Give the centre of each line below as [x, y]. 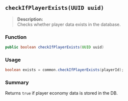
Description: [30, 19]
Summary [17, 82]
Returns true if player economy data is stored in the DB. [62, 93]
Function [16, 37]
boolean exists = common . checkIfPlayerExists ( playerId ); [64, 70]
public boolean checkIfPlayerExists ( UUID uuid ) [55, 47]
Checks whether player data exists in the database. [69, 24]
